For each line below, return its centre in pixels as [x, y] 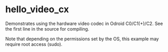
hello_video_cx [37, 9]
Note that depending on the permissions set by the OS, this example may [82, 39]
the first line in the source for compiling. [47, 29]
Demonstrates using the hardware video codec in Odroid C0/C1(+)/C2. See [84, 23]
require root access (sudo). [34, 44]
